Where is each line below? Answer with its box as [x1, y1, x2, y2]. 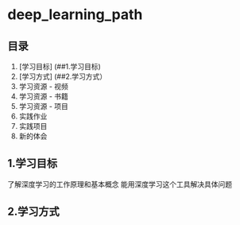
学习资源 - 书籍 [18, 91, 69, 101]
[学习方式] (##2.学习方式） [18, 72, 107, 81]
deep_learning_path [7, 6, 143, 24]
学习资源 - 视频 [18, 82, 69, 91]
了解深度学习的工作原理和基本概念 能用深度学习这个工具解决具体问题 [7, 179, 232, 188]
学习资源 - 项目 [18, 102, 69, 111]
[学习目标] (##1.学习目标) [18, 62, 101, 71]
